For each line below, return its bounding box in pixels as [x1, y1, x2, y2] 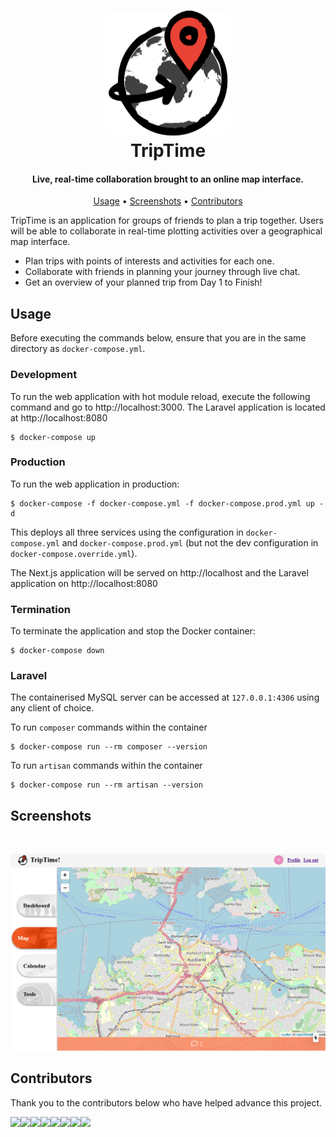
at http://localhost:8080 [10, 411, 108, 424]
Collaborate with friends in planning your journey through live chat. [24, 266, 301, 278]
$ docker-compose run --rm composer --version [10, 742, 208, 752]
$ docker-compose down [10, 646, 105, 656]
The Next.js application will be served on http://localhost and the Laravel [10, 566, 309, 579]
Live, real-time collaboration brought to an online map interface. [32, 173, 304, 185]
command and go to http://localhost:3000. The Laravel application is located [10, 401, 326, 413]
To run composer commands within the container [10, 721, 208, 734]
